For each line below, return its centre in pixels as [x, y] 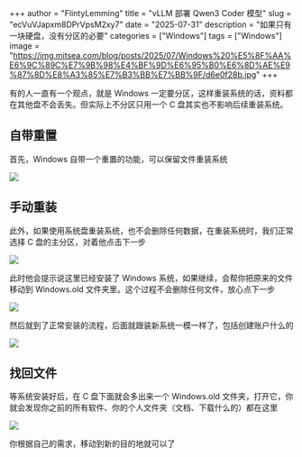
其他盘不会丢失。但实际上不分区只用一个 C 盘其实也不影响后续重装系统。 [152, 105]
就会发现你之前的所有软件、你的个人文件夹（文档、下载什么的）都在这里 [143, 407]
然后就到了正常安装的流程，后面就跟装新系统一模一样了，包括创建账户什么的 [151, 325]
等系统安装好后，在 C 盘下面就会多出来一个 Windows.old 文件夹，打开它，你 [151, 397]
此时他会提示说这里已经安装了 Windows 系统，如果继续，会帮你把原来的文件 [151, 278]
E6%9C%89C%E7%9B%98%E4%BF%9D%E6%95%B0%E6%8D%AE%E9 [150, 65]
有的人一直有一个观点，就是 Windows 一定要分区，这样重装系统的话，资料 [147, 93]
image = [25, 46]
